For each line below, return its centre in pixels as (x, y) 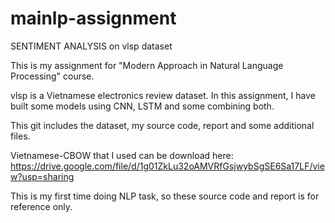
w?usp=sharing (42, 176)
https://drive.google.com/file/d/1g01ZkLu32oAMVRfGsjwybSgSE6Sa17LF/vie (167, 166)
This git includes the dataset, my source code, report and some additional (162, 125)
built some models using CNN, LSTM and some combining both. (142, 106)
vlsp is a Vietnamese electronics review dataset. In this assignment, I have (163, 95)
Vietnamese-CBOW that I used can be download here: (122, 155)
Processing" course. (52, 76)
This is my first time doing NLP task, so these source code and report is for (165, 196)
